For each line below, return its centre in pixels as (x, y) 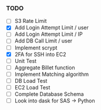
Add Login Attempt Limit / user (52, 28)
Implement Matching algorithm (52, 74)
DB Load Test (31, 81)
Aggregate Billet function (45, 67)
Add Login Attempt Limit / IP (49, 34)
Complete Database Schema (49, 94)
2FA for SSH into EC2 (40, 54)
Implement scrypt (36, 48)
